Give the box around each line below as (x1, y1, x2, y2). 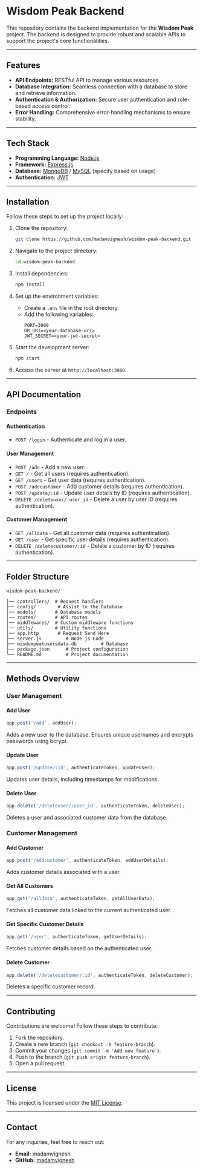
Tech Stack (6, 138, 50, 149)
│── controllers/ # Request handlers (6, 598, 104, 605)
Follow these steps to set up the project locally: (6, 213, 124, 220)
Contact (6, 1122, 37, 1132)
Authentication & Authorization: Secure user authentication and (14, 96, 177, 103)
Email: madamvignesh (14, 1150, 71, 1157)
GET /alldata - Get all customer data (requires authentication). (14, 529, 171, 536)
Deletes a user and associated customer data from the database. (6, 814, 168, 821)
